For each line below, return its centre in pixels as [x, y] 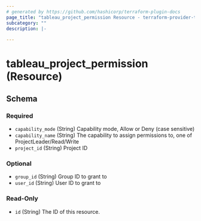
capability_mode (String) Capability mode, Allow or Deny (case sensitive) [105, 129]
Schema [22, 99]
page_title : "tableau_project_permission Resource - [73, 17]
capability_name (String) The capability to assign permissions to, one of [103, 135]
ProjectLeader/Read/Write [47, 141]
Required [20, 116]
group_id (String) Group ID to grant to [61, 177]
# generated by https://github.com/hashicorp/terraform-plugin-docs [93, 12]
